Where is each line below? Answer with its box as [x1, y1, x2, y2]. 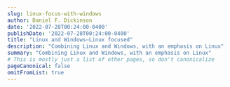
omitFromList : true [7, 69, 65, 76]
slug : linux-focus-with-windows [7, 10, 102, 18]
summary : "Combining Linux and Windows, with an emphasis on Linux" [7, 50, 212, 57]
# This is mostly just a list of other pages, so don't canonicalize [7, 56, 215, 63]
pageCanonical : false [7, 62, 71, 69]
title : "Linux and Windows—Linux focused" [7, 36, 133, 43]
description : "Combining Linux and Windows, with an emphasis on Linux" [7, 43, 224, 50]
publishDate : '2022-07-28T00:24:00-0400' [7, 29, 130, 37]
